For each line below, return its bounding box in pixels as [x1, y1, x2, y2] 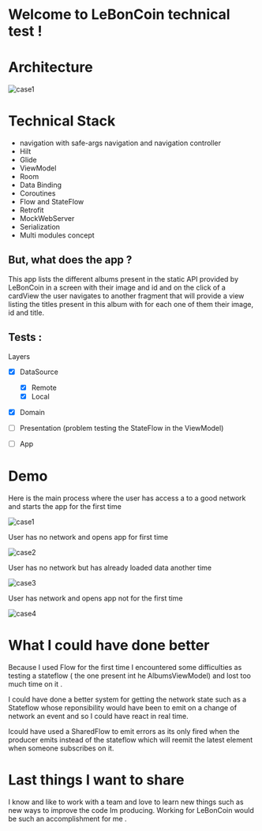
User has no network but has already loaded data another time [8, 563, 211, 572]
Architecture [8, 58, 93, 77]
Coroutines [19, 189, 56, 198]
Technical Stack [8, 112, 116, 130]
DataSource [19, 367, 59, 376]
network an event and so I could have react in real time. [8, 711, 189, 721]
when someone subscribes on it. [8, 743, 114, 753]
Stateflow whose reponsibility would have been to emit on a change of [8, 702, 238, 712]
